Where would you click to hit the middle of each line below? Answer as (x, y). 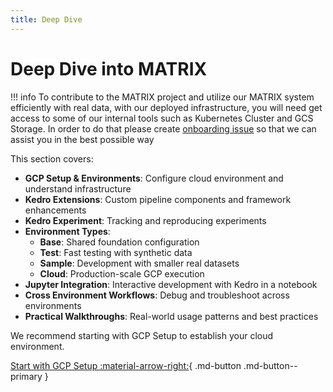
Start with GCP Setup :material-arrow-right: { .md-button (126, 365)
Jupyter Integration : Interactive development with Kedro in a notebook (171, 284)
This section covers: (52, 158)
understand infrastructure (78, 188)
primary (26, 376)
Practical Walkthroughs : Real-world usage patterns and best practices (171, 316)
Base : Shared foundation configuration (119, 242)
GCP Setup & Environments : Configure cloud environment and (154, 178)
